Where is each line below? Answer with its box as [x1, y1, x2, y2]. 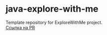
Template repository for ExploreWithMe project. [5, 19, 103, 25]
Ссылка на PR [5, 24, 35, 30]
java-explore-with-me [5, 3, 99, 15]
